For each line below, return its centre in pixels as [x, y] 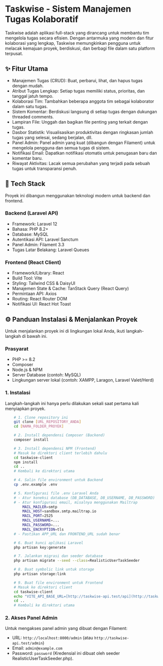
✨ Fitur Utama [27, 69]
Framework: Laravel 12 [34, 224]
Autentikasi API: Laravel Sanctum [45, 239]
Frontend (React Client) [33, 262]
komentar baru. [27, 158]
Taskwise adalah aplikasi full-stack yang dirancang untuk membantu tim [77, 33]
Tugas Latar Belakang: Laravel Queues [51, 250]
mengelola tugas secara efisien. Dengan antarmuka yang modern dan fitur [79, 38]
